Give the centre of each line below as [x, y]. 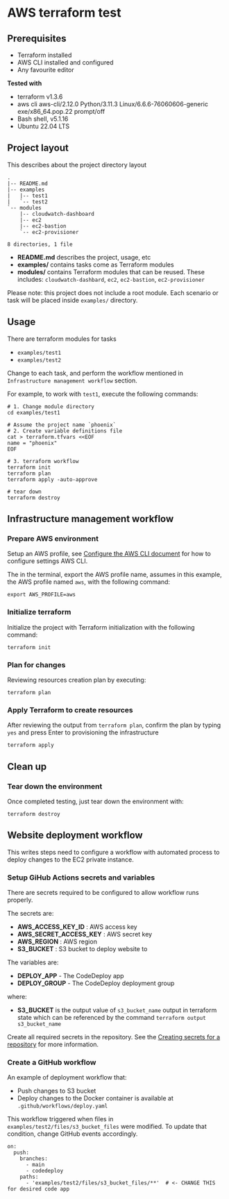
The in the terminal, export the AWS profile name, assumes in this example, [114, 575]
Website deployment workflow [75, 836]
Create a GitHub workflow [52, 1062]
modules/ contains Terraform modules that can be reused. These [111, 271]
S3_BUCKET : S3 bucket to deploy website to [82, 949]
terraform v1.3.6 [40, 97]
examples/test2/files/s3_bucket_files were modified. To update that [107, 1127]
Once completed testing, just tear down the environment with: [95, 801]
